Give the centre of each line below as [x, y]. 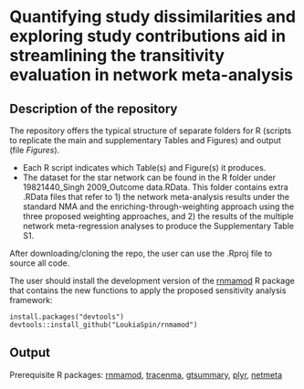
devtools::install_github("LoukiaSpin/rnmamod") [104, 325]
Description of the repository [94, 108]
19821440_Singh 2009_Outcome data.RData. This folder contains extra [156, 187]
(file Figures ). [35, 150]
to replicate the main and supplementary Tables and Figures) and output [145, 140]
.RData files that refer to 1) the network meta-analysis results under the [156, 197]
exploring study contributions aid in [147, 36]
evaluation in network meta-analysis [152, 75]
